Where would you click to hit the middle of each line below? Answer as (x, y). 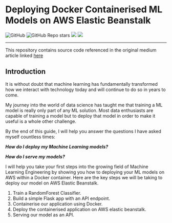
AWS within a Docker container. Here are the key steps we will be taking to (84, 177)
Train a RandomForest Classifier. (47, 193)
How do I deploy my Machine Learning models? (57, 146)
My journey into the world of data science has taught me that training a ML (84, 105)
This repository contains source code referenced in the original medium (81, 50)
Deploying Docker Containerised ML (84, 10)
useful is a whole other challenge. (41, 121)
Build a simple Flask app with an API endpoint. (61, 198)
